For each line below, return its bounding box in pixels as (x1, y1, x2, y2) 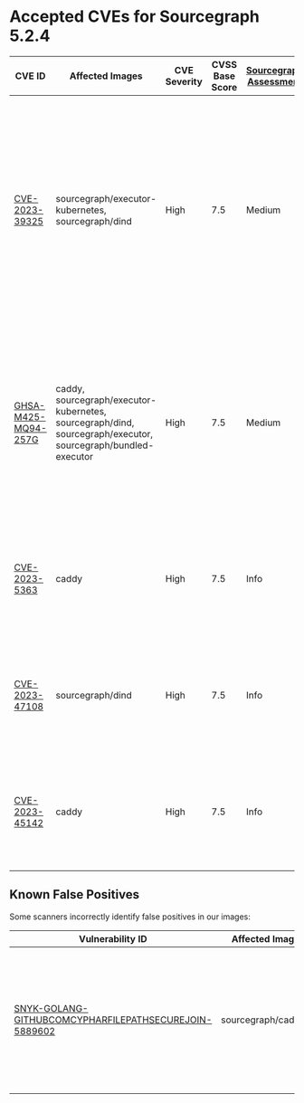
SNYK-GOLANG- (14, 1002, 89, 1014)
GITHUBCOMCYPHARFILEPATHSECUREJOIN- (14, 1013, 213, 1026)
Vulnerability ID (78, 932, 147, 945)
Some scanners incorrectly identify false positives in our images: (9, 911, 252, 922)
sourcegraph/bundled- (55, 439, 155, 452)
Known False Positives (9, 887, 140, 902)
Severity (165, 75, 204, 88)
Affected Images (69, 70, 143, 82)
